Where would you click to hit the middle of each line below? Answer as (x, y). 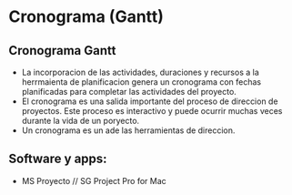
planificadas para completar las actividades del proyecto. (129, 92)
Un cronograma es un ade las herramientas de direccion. (128, 130)
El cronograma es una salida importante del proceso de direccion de (150, 101)
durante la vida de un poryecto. (81, 121)
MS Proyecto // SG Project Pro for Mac (94, 180)
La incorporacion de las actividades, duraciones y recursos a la (141, 72)
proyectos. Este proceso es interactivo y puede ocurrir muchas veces (152, 111)
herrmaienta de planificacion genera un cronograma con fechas (141, 82)
